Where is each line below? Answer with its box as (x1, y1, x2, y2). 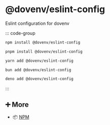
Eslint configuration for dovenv (5, 20, 69, 26)
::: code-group (5, 30, 35, 36)
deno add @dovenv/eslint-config (5, 76, 74, 81)
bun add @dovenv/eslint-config (5, 67, 71, 72)
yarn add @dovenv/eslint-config (5, 58, 74, 63)
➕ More (5, 100, 29, 109)
